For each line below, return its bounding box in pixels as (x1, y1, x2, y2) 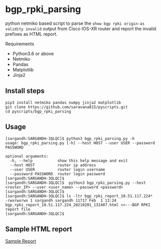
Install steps (5, 87, 45, 95)
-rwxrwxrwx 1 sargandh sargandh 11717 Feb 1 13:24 (5, 198, 116, 203)
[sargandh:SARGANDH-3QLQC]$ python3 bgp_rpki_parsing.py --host (5, 180, 146, 185)
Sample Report (5, 238, 36, 244)
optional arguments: (5, 154, 49, 159)
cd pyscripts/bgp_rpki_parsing (5, 109, 71, 114)
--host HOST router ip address (10, 163, 96, 168)
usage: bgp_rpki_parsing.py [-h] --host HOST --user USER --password (5, 140, 155, 145)
